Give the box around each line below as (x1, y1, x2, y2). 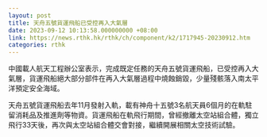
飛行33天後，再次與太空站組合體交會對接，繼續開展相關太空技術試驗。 (8, 120, 240, 130)
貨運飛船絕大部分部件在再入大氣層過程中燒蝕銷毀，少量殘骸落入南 (29, 74, 245, 83)
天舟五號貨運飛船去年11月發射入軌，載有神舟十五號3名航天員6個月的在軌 (8, 101, 246, 110)
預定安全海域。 (14, 84, 64, 93)
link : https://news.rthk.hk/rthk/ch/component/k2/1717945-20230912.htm (8, 33, 250, 42)
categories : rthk (8, 41, 66, 49)
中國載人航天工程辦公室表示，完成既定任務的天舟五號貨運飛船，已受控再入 (8, 64, 252, 74)
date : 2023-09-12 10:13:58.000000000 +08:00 (8, 26, 158, 34)
